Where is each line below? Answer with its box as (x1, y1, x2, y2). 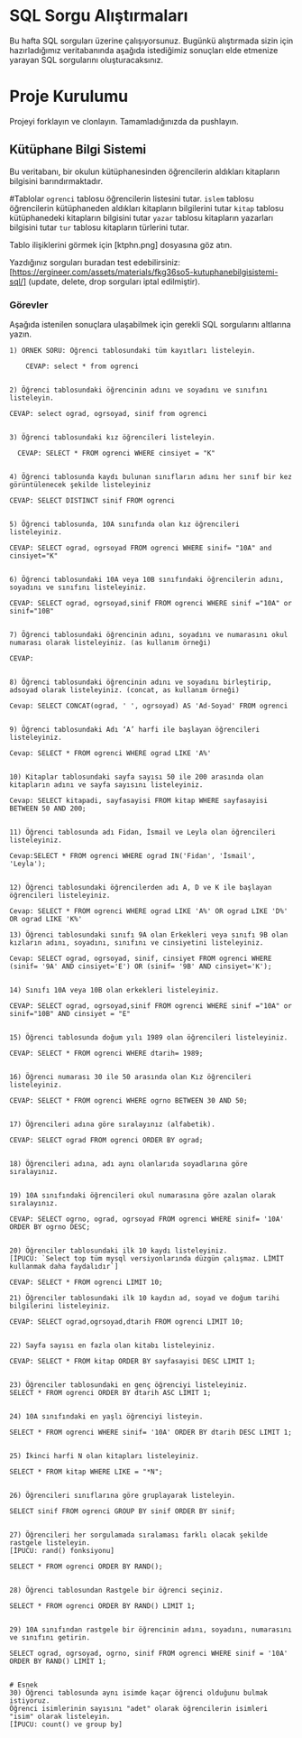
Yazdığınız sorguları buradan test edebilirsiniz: (9, 256, 181, 267)
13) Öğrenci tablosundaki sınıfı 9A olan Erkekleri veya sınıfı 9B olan (9, 930, 288, 939)
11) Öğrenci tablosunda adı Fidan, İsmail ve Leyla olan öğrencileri (9, 827, 277, 837)
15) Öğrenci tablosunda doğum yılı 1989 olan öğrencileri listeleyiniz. (9, 1032, 288, 1042)
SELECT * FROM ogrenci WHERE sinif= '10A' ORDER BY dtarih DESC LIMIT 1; (9, 1428, 293, 1437)
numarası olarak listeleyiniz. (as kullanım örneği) (9, 638, 212, 647)
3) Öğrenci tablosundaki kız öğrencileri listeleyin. (9, 432, 216, 442)
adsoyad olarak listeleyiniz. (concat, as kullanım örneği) (9, 685, 241, 695)
